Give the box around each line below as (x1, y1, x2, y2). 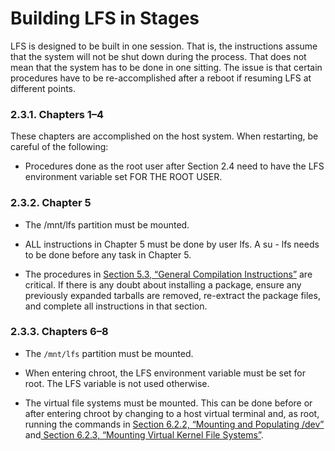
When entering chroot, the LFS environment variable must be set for (24, 367, 307, 379)
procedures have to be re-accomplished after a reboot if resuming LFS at (10, 72, 312, 84)
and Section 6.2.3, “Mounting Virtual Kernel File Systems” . (24, 428, 264, 441)
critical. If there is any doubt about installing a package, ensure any (24, 278, 302, 291)
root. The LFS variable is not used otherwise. (24, 377, 210, 389)
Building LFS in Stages (10, 7, 200, 30)
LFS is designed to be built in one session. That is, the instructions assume (10, 40, 318, 52)
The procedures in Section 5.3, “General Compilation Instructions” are (24, 268, 313, 280)
